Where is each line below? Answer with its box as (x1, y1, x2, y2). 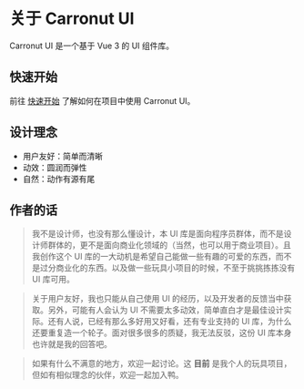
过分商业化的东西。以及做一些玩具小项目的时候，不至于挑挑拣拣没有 (39, 262, 296, 273)
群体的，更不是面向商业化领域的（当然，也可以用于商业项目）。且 (47, 240, 291, 251)
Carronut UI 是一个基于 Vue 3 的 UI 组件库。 (9, 40, 175, 51)
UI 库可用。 (31, 274, 75, 285)
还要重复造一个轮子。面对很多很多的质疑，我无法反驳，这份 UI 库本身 (31, 327, 292, 338)
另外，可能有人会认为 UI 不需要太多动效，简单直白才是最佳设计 (47, 304, 284, 315)
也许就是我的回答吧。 (31, 339, 112, 350)
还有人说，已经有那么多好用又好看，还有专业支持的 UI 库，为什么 (47, 316, 292, 327)
